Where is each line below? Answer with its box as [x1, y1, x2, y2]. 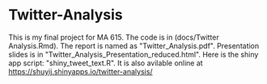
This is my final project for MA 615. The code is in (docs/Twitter [8, 32, 220, 42]
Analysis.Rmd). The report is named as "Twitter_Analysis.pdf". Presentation [8, 40, 260, 50]
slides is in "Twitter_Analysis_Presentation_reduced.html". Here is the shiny [8, 49, 259, 59]
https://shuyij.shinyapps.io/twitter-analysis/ [8, 66, 153, 76]
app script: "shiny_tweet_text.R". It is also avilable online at [8, 58, 204, 68]
